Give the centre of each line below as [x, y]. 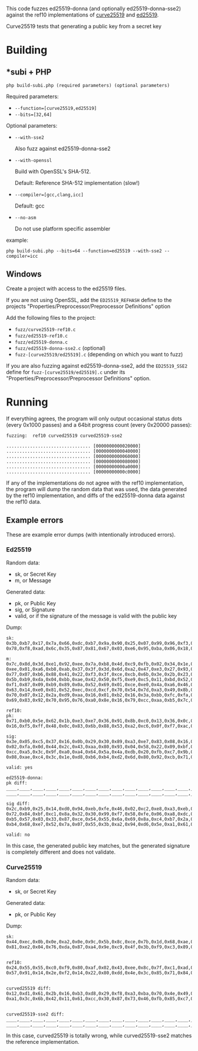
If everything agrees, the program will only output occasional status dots [94, 419]
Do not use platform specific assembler [62, 229]
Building [27, 50]
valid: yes [19, 767]
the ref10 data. [24, 501]
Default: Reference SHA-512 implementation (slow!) [77, 183]
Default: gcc [29, 206]
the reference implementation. [43, 1042]
